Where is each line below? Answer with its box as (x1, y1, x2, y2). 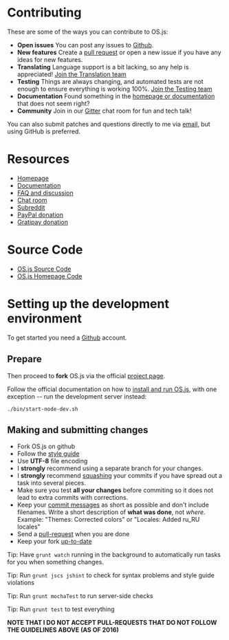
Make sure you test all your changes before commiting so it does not (17, 486, 214, 494)
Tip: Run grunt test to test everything (7, 605, 115, 613)
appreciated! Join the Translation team (17, 70, 127, 78)
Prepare (7, 353, 43, 365)
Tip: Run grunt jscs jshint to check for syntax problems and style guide (7, 571, 215, 580)
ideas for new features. (17, 55, 83, 63)
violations (7, 579, 34, 587)
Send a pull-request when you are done (17, 530, 130, 538)
